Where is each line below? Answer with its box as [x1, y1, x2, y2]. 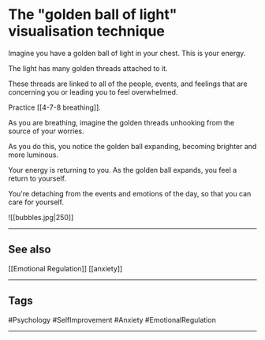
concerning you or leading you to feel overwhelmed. [8, 87, 178, 96]
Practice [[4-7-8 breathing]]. [8, 103, 101, 112]
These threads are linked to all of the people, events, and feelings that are [8, 79, 248, 88]
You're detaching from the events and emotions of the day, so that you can [8, 189, 252, 198]
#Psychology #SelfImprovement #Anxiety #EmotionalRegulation [8, 315, 217, 324]
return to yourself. [8, 174, 67, 183]
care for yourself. [8, 197, 65, 207]
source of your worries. [8, 126, 84, 136]
